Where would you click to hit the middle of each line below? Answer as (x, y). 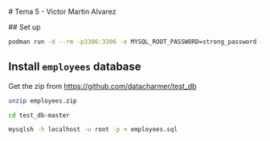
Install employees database (75, 67)
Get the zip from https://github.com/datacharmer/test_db (102, 86)
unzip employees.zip (43, 101)
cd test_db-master (39, 115)
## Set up (25, 27)
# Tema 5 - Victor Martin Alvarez (62, 12)
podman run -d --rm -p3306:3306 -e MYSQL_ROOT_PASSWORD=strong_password (133, 42)
